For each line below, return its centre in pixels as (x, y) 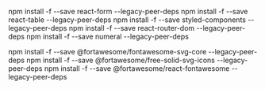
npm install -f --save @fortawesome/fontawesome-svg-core (108, 52)
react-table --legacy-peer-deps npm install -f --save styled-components (127, 20)
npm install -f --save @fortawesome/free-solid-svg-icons (121, 60)
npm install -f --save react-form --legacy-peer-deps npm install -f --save (128, 11)
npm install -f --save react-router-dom (132, 28)
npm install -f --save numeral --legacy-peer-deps (108, 36)
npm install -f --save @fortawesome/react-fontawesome (137, 69)
